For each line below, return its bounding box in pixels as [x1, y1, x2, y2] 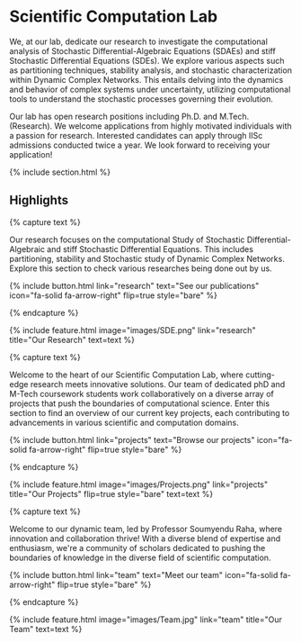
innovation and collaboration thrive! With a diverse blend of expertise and [9, 533, 281, 544]
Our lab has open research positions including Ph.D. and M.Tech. [9, 111, 250, 122]
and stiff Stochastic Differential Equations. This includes [46, 243, 254, 254]
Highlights [9, 193, 69, 208]
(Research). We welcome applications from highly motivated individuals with [9, 120, 292, 131]
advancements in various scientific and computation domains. [9, 417, 240, 428]
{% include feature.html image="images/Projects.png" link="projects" [9, 479, 268, 490]
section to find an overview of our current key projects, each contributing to [9, 407, 290, 418]
